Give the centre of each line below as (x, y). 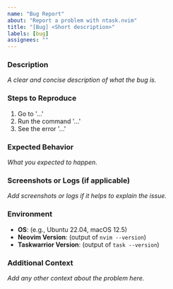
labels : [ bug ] (28, 33)
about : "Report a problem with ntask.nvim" (72, 20)
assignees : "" (28, 40)
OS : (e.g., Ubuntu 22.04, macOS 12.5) (72, 229)
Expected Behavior (41, 147)
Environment (30, 214)
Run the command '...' (49, 121)
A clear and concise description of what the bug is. (82, 80)
